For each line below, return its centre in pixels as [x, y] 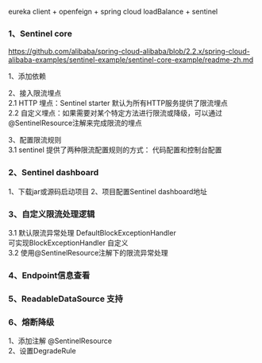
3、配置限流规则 [35, 140]
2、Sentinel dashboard [54, 173]
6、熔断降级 [31, 322]
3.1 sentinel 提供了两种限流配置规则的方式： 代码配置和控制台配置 [115, 150]
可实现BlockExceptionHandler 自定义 [68, 243]
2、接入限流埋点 [35, 93]
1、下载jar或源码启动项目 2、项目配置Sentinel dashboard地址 [108, 191]
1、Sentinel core [40, 33]
